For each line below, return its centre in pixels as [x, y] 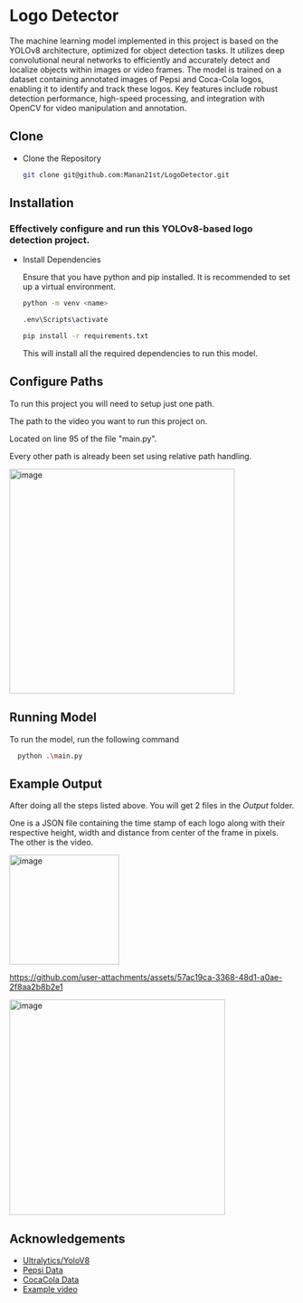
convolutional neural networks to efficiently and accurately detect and [140, 60]
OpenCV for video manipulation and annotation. [98, 108]
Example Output [56, 784]
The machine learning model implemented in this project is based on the [144, 41]
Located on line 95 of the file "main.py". [83, 439]
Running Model [53, 718]
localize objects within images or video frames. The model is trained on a [146, 70]
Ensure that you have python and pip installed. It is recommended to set [156, 278]
